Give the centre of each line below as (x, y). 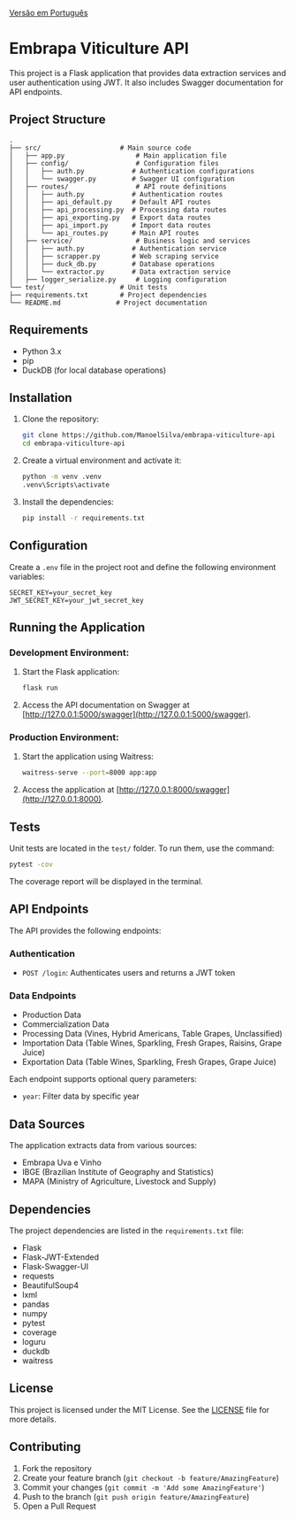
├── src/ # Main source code (100, 148)
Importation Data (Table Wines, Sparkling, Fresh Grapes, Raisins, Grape (152, 1043)
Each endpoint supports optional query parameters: (103, 1079)
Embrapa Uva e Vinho (61, 1162)
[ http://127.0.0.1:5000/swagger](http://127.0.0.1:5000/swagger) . (136, 714)
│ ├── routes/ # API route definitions (118, 186)
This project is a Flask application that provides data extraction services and (148, 73)
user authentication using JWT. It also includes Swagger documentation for (147, 82)
